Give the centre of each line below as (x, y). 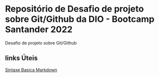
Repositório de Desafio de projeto (75, 9)
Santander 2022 (39, 30)
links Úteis (22, 58)
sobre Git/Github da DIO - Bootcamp (80, 19)
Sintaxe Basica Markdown (31, 70)
